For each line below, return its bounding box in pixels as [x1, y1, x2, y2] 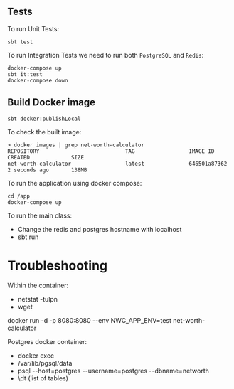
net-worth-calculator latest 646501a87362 [7, 160, 228, 167]
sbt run [17, 233, 39, 241]
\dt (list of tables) [17, 373, 69, 383]
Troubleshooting [7, 257, 108, 273]
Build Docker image [7, 96, 96, 109]
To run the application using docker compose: [7, 178, 142, 187]
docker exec [17, 351, 55, 360]
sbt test [7, 38, 33, 46]
